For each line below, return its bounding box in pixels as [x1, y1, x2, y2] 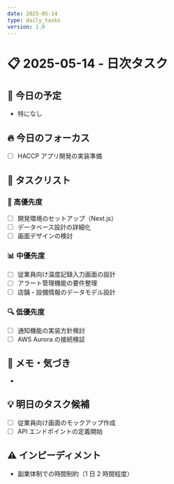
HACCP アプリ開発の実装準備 [17, 152, 103, 161]
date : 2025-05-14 [7, 10, 58, 17]
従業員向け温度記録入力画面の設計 [17, 270, 116, 279]
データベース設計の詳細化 [17, 223, 92, 231]
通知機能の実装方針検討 [17, 326, 85, 335]
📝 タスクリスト [7, 174, 71, 186]
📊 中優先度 [7, 251, 45, 261]
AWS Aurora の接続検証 [17, 335, 85, 343]
